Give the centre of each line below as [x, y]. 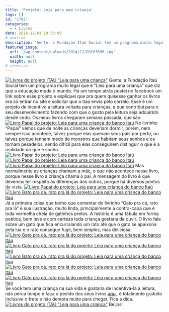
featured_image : [22, 47]
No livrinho [146, 123]
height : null [23, 61]
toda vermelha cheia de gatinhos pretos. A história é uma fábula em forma [82, 214]
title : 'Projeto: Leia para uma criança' [49, 10]
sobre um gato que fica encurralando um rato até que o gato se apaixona [81, 225]
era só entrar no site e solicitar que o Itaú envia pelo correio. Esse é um [79, 101]
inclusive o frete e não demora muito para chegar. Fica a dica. [69, 299]
